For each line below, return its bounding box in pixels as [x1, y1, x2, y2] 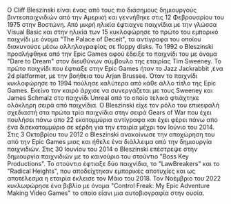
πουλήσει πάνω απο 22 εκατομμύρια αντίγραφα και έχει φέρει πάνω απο [7, 116, 219, 123]
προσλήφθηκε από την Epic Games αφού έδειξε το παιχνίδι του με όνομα [7, 50, 217, 58]
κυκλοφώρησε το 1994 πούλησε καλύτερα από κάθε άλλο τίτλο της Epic [7, 79, 217, 87]
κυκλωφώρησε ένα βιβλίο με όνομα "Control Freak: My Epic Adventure [7, 182, 210, 190]
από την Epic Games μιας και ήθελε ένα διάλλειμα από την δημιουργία [7, 138, 212, 145]
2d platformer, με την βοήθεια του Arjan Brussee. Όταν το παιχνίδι [7, 72, 198, 80]
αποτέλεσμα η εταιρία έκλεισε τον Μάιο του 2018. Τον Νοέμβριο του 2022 [7, 174, 221, 182]
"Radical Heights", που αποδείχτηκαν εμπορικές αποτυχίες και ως [7, 167, 196, 175]
